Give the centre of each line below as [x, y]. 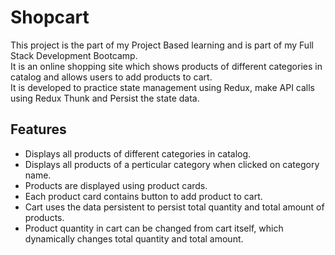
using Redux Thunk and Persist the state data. [105, 98]
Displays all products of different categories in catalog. [138, 153]
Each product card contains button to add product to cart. [143, 196]
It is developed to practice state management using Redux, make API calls [162, 87]
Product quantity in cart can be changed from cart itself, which [154, 228]
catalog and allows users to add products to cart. [111, 77]
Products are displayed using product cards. [116, 185]
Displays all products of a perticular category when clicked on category [172, 164]
